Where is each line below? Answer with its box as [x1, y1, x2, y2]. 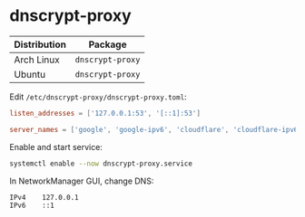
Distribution [14, 38, 66, 51]
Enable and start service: [9, 141, 103, 152]
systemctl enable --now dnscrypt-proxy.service [9, 159, 193, 168]
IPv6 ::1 [9, 201, 54, 211]
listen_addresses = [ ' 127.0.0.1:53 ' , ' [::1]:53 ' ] [9, 108, 202, 118]
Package [88, 38, 127, 51]
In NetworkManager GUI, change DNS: [9, 175, 154, 186]
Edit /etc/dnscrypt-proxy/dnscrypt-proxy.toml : [9, 91, 188, 102]
